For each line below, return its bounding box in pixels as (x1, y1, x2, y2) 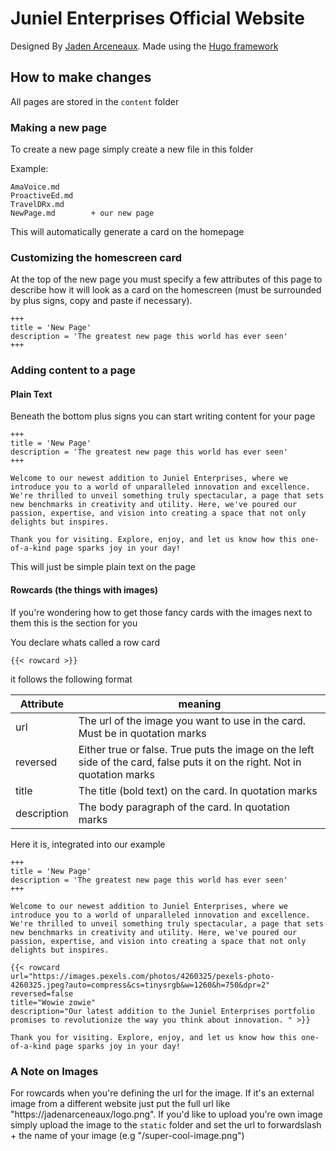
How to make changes (10, 69, 152, 86)
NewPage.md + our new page (10, 208, 155, 219)
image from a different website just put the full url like (10, 1097, 231, 1109)
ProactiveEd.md (10, 191, 74, 201)
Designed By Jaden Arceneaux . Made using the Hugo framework (10, 40, 279, 52)
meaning (178, 697, 222, 711)
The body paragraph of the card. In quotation (78, 800, 290, 814)
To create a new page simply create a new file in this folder (10, 143, 254, 156)
